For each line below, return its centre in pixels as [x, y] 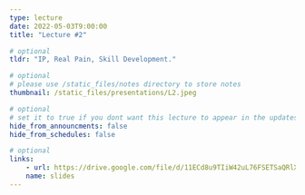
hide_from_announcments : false [69, 126]
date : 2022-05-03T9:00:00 [58, 26]
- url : [38, 168]
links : [22, 160]
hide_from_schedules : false [63, 134]
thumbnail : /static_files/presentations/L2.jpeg [103, 93]
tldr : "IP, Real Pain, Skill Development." [93, 60]
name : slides [50, 176]
